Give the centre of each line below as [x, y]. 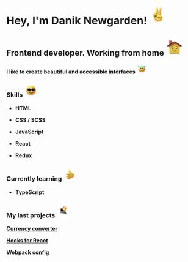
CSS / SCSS [30, 120]
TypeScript [30, 192]
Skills [15, 95]
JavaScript [29, 132]
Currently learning [34, 179]
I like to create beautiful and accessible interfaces [71, 72]
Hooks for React [27, 240]
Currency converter [32, 228]
